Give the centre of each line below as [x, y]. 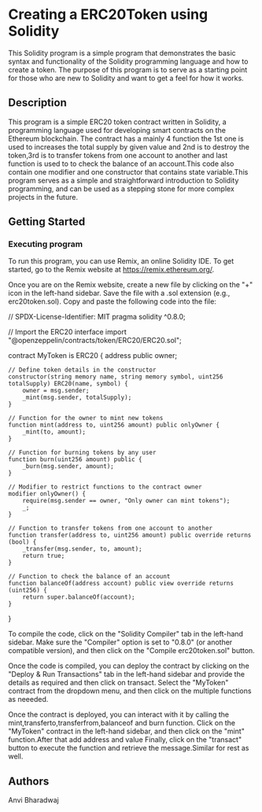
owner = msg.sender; [56, 391]
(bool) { [22, 542]
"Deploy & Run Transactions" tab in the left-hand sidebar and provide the [127, 674]
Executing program [46, 244]
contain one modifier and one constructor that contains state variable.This [128, 172]
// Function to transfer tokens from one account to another [111, 529]
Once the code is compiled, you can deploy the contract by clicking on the [129, 666]
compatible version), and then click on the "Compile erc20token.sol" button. [132, 651]
